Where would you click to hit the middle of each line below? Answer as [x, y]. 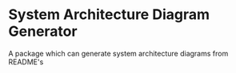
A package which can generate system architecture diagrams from [118, 53]
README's [26, 62]
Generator [43, 31]
